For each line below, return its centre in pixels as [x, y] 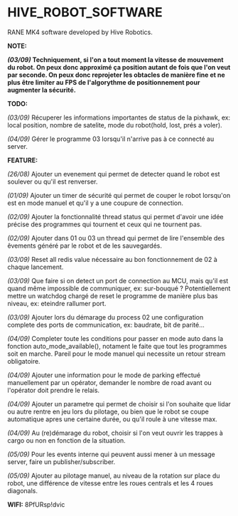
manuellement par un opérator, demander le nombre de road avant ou [109, 382]
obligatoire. [24, 361]
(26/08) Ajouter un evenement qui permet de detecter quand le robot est [114, 174]
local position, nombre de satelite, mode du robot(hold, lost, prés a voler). [115, 125]
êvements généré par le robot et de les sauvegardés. [85, 246]
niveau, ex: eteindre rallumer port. [57, 303]
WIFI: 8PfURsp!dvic [36, 504]
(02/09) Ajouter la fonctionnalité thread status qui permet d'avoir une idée [115, 216]
